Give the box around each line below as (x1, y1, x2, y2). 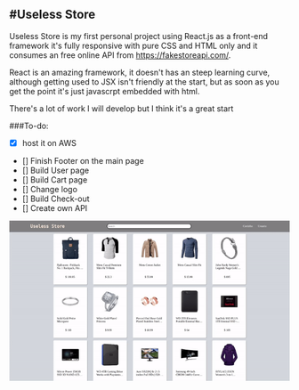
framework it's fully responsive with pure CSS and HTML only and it (9, 40, 258, 51)
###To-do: (9, 120, 49, 131)
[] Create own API (21, 202, 88, 213)
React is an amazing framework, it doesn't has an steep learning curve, (9, 67, 271, 77)
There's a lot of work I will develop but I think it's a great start (9, 102, 234, 114)
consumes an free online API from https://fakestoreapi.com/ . (9, 49, 231, 61)
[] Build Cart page (21, 174, 88, 185)
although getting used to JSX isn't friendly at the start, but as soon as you (9, 76, 280, 87)
